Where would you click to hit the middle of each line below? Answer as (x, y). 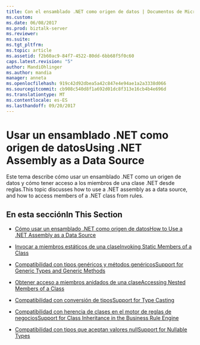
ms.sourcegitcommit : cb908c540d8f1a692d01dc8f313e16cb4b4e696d (86, 89)
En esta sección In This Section (65, 214)
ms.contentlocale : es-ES (37, 100)
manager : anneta (26, 78)
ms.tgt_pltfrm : (25, 45)
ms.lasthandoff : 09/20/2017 (41, 106)
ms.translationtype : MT (36, 95)
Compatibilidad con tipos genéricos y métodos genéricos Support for (99, 265)
